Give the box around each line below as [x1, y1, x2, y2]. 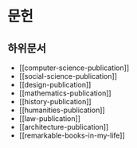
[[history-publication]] [18, 97, 92, 106]
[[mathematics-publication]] [18, 88, 112, 98]
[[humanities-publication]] [18, 105, 105, 115]
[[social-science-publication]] [18, 72, 117, 80]
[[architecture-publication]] [18, 123, 109, 131]
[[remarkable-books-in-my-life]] [18, 130, 125, 140]
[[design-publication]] [18, 80, 92, 89]
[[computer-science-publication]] [18, 63, 129, 72]
